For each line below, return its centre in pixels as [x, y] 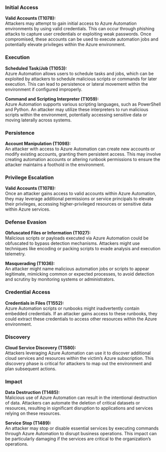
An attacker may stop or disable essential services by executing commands [82, 428]
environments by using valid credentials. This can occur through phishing [80, 29]
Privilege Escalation [30, 177]
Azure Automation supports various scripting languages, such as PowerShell [83, 104]
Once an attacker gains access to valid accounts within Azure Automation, [81, 194]
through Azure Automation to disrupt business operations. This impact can [81, 434]
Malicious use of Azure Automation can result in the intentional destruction [81, 397]
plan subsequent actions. [31, 369]
